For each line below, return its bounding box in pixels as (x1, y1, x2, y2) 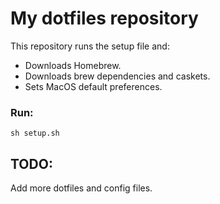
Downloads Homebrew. (24, 59, 122, 71)
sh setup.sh (10, 128, 60, 139)
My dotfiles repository (10, 7, 199, 30)
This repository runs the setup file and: (10, 40, 170, 52)
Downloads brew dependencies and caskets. (24, 70, 211, 82)
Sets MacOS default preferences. (24, 80, 163, 92)
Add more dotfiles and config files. (10, 182, 153, 194)
